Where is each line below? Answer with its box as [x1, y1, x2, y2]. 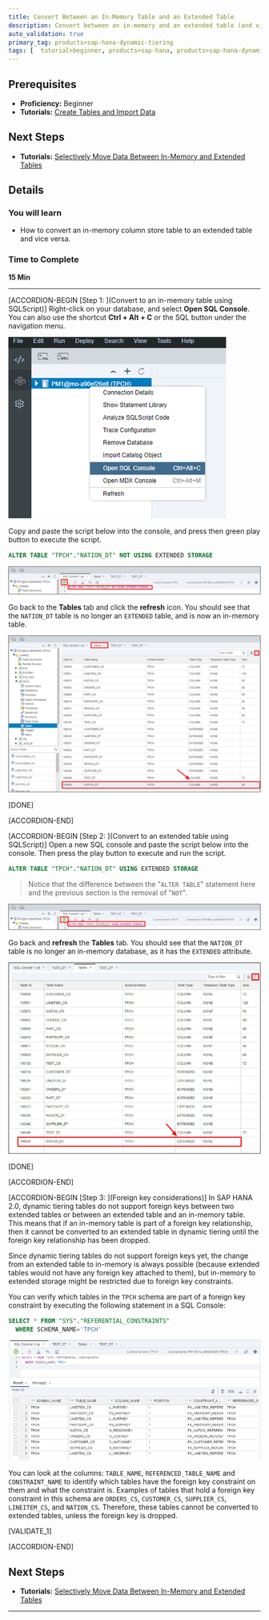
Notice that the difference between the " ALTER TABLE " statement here [27, 879, 256, 889]
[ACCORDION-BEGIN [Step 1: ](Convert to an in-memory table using [8, 295, 233, 304]
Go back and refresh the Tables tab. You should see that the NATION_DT [8, 937, 243, 947]
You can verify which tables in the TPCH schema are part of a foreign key [8, 1292, 246, 1301]
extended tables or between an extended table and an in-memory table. [8, 1210, 246, 1219]
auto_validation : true [8, 30, 84, 38]
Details [8, 183, 44, 197]
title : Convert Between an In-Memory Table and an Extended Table [8, 13, 235, 21]
